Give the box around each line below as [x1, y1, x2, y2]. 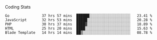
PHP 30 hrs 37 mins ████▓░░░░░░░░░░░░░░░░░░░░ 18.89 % [5, 22, 152, 27]
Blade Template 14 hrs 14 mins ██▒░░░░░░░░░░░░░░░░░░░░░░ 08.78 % [5, 30, 152, 35]
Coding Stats [5, 4, 31, 10]
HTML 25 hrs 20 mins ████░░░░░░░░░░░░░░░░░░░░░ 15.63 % [5, 26, 152, 31]
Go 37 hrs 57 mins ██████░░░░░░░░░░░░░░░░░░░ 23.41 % [5, 13, 152, 18]
